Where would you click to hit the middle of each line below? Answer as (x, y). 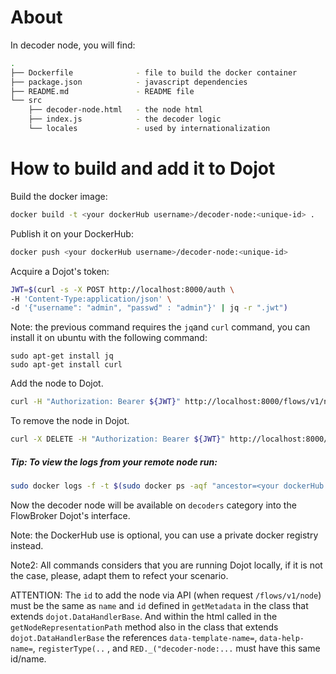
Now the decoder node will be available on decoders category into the (153, 505)
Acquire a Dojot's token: (60, 271)
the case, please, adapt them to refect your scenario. (119, 575)
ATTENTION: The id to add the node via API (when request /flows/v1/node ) (166, 595)
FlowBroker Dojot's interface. (70, 515)
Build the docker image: (59, 196)
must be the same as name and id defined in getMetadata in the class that (159, 605)
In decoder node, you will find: (73, 45)
